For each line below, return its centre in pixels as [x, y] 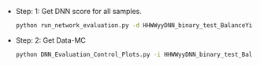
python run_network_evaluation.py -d [78, 26]
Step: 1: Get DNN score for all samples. [78, 11]
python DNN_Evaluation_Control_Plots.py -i [88, 54]
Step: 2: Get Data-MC [51, 40]
